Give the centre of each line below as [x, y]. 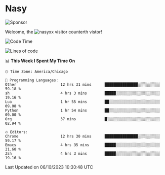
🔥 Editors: [17, 132]
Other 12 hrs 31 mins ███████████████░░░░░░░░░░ [83, 84]
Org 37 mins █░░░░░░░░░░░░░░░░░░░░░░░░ [83, 119]
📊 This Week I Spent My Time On [40, 61]
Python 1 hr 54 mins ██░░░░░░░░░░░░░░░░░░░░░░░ [83, 110]
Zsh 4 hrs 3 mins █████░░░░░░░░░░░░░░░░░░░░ [83, 153]
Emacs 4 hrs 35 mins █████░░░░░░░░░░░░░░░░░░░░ [83, 145]
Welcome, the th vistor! [54, 32]
